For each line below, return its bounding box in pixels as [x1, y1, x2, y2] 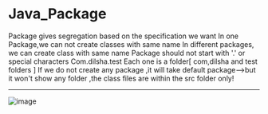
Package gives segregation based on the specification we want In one [8, 31, 239, 41]
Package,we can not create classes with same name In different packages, [8, 39, 254, 49]
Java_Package [8, 5, 107, 23]
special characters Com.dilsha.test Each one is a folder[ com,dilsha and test [8, 57, 258, 66]
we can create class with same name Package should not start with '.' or [8, 48, 246, 57]
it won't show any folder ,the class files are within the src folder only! [8, 73, 235, 83]
